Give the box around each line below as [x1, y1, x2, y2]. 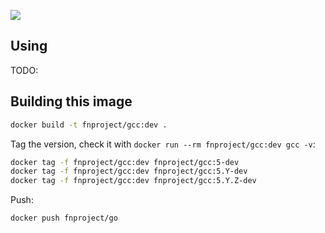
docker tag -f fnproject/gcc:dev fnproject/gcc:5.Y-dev [10, 166, 248, 177]
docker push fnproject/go [10, 213, 118, 224]
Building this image [10, 93, 133, 110]
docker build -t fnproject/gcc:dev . [10, 120, 168, 130]
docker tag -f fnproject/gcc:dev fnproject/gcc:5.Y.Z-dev [10, 176, 257, 186]
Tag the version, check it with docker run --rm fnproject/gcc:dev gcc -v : [10, 138, 316, 150]
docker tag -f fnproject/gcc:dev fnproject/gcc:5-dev [10, 157, 240, 167]
